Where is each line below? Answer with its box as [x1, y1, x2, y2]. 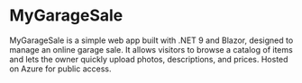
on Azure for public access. [9, 63, 112, 74]
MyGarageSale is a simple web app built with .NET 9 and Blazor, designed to [9, 35, 294, 46]
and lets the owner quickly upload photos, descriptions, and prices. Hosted [9, 54, 288, 64]
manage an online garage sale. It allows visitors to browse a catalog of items [9, 44, 293, 54]
